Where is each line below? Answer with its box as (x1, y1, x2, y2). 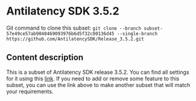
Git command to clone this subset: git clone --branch (6, 24, 142, 31)
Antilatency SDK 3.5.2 (6, 4, 119, 18)
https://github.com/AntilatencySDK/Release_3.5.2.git (6, 36, 145, 42)
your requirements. (6, 88, 54, 95)
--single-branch (116, 30, 158, 37)
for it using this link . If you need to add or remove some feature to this (6, 74, 180, 82)
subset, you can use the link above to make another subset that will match (6, 81, 191, 88)
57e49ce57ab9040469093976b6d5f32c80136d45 (6, 30, 115, 37)
